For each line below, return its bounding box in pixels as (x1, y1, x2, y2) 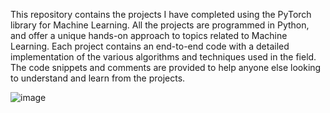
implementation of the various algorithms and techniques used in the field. (10, 51, 317, 63)
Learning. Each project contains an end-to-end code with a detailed (10, 40, 290, 52)
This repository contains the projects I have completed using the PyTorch (10, 9, 312, 20)
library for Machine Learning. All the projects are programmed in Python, (10, 19, 310, 31)
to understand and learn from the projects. (10, 72, 186, 84)
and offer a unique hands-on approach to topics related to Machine (10, 30, 288, 41)
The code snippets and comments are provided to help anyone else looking (10, 62, 322, 73)
